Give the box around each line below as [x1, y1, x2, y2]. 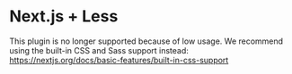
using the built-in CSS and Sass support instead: [9, 45, 189, 55]
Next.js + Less [9, 6, 119, 27]
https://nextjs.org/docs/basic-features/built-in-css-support [9, 54, 229, 65]
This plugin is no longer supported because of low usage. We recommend [9, 36, 284, 46]
